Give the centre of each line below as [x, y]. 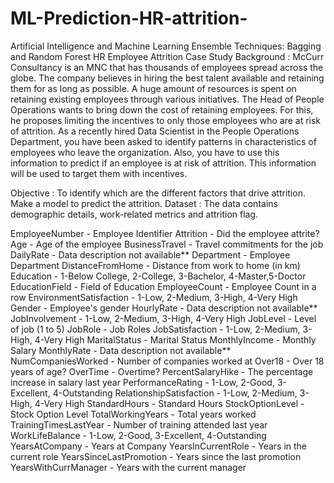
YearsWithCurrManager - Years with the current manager [128, 467]
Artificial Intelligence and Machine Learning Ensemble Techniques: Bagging [166, 46]
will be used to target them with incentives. [99, 173]
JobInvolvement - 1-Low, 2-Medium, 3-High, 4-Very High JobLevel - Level [163, 318]
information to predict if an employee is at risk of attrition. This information [163, 163]
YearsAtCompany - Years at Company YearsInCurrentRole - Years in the [159, 446]
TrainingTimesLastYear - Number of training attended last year [139, 424]
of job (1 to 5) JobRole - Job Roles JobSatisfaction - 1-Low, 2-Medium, [155, 329]
